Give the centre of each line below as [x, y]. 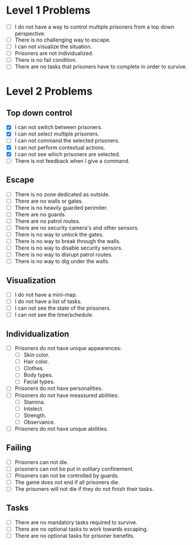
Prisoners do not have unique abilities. [61, 429]
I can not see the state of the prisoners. [63, 308]
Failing [19, 448]
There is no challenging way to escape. [63, 40]
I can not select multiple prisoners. [57, 134]
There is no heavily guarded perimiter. [61, 207]
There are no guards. [40, 214]
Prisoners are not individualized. [54, 53]
